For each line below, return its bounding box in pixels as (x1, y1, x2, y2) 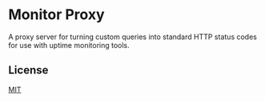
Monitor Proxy (8, 6, 106, 24)
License (8, 64, 49, 77)
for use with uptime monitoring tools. (8, 40, 130, 49)
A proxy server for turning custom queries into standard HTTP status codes (8, 32, 258, 41)
